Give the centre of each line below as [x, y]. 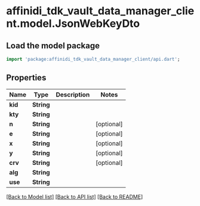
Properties [26, 78]
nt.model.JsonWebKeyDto [73, 24]
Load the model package [53, 46]
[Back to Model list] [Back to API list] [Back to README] [75, 196]
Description [73, 95]
